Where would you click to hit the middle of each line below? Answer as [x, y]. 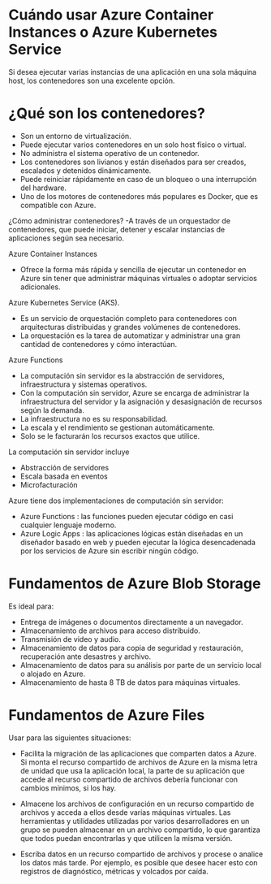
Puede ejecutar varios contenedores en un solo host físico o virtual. [133, 145]
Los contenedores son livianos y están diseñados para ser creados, [133, 162]
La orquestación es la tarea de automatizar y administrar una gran [130, 336]
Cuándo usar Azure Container [111, 15]
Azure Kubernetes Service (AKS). [64, 302]
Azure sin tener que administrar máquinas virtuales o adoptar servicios [138, 278]
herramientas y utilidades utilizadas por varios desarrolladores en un [135, 821]
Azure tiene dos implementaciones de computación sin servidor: [116, 500]
